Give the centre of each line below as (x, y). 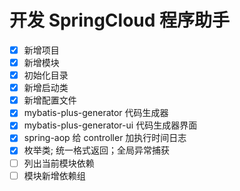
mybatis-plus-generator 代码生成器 (96, 113)
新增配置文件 (50, 100)
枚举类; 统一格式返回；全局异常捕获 (96, 150)
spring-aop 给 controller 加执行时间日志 (105, 138)
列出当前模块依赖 (59, 163)
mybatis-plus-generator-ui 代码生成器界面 (110, 125)
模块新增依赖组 (54, 175)
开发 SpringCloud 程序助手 (120, 20)
